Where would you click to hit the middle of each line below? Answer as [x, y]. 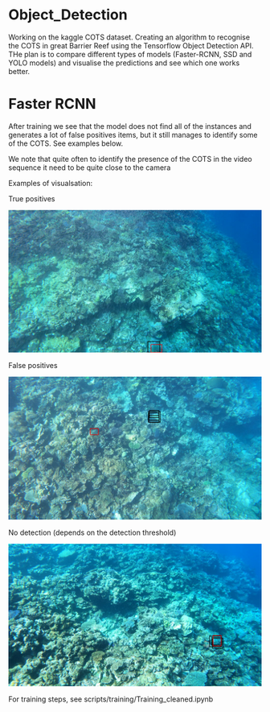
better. [19, 71]
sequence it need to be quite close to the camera [90, 168]
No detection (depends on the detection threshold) [92, 532]
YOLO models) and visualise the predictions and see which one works [124, 63]
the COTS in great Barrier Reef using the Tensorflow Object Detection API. [131, 45]
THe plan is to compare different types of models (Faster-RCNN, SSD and [130, 54]
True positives [32, 198]
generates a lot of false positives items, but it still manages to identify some [133, 135]
